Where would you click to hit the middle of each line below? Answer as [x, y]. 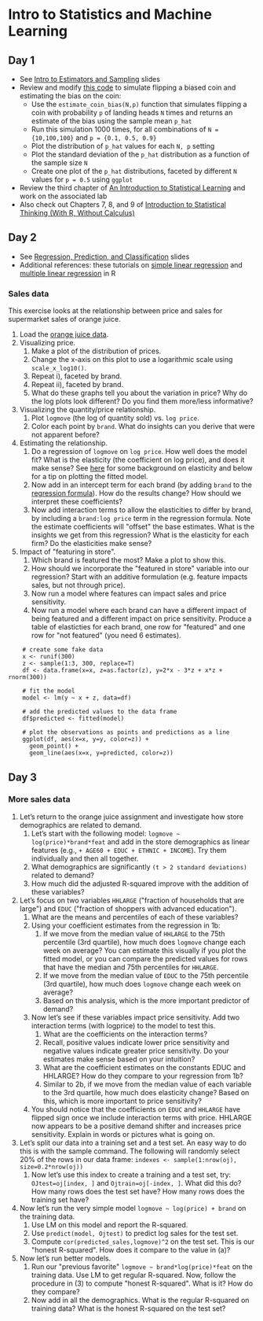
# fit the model [49, 691]
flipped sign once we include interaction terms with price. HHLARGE [142, 1117]
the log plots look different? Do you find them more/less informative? [142, 401]
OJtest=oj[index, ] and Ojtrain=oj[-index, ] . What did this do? [136, 1183]
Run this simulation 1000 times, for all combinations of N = [125, 129]
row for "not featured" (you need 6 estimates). [106, 636]
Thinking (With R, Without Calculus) [77, 213]
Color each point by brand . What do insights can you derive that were [143, 426]
